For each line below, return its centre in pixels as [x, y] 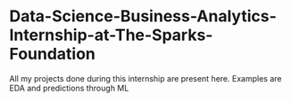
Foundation [53, 54]
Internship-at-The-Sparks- [111, 35]
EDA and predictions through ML [69, 88]
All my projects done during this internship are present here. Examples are [145, 78]
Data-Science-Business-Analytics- [143, 16]
